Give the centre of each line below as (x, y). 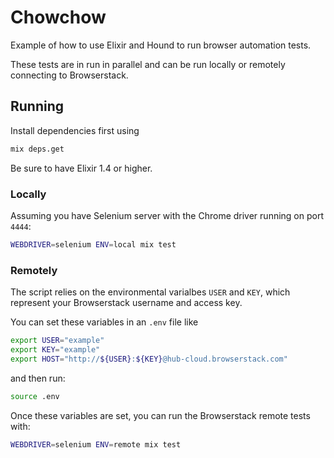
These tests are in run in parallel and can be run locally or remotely (148, 64)
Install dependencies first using (75, 130)
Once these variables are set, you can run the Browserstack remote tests (160, 415)
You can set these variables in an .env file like (104, 322)
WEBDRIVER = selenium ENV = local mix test (93, 244)
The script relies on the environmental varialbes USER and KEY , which (150, 292)
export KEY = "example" (55, 349)
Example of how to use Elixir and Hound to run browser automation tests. (161, 45)
